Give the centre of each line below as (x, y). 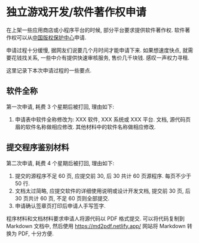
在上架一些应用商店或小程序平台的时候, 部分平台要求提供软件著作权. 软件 (96, 30)
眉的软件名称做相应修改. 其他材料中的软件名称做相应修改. (85, 127)
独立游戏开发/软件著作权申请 (76, 12)
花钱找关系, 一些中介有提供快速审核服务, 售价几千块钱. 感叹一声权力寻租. (100, 57)
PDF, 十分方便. (36, 233)
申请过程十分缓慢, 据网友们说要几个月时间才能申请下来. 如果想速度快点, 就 (97, 50)
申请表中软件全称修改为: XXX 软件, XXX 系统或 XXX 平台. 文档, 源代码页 (103, 119)
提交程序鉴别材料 (38, 148)
